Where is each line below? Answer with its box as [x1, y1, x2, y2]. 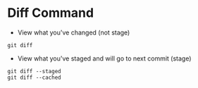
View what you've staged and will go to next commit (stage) [17, 54, 192, 63]
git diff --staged [7, 68, 61, 75]
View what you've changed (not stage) [17, 28, 130, 37]
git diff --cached [7, 74, 61, 81]
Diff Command [7, 5, 94, 21]
